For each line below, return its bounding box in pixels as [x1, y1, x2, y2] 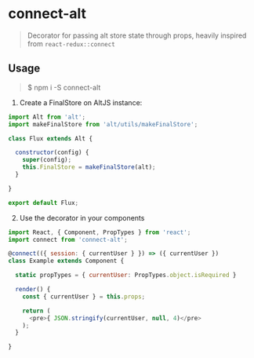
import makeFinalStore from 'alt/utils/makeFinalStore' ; [8, 120, 198, 128]
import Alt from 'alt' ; [8, 113, 86, 121]
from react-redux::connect [27, 38, 115, 48]
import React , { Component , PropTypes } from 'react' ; [8, 228, 191, 236]
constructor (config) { [15, 148, 89, 157]
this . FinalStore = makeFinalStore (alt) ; [22, 163, 156, 171]
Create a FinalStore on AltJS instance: [19, 97, 143, 107]
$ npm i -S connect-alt [27, 82, 101, 92]
